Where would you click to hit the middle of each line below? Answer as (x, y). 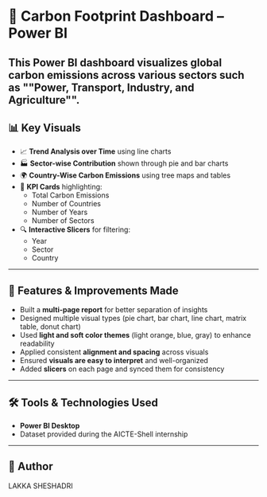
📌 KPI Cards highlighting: (61, 187)
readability (37, 344)
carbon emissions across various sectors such (126, 75)
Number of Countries (66, 204)
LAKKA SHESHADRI (41, 486)
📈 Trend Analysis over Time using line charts (95, 151)
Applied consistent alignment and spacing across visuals (114, 352)
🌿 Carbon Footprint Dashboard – (116, 16)
